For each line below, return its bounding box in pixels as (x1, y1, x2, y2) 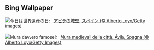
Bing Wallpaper (5, 4, 53, 12)
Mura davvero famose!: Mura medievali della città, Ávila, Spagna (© (10, 34, 149, 40)
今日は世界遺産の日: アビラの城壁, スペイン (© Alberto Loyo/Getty (10, 17, 145, 24)
